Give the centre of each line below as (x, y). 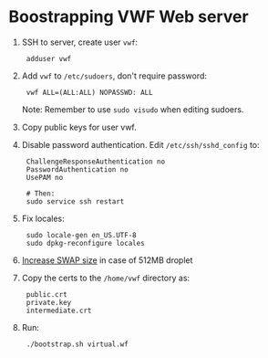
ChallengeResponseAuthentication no (96, 162)
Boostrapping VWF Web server (129, 17)
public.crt (46, 294)
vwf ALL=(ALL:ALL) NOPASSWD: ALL (89, 92)
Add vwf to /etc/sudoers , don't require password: (114, 76)
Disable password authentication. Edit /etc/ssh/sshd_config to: (141, 144)
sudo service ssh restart (75, 201)
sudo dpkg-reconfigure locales (85, 243)
